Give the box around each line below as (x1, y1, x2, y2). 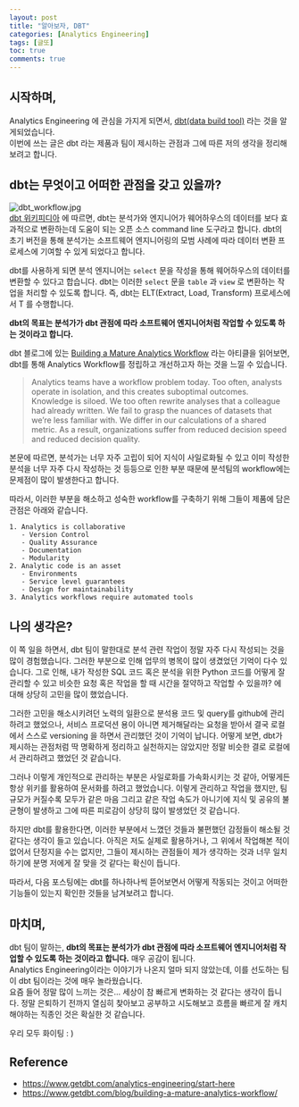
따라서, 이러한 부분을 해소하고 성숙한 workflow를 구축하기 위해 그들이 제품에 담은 (9, 493, 291, 504)
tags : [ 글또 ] (9, 38, 54, 47)
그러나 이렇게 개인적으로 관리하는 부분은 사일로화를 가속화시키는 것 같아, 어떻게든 (9, 772, 291, 783)
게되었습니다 (9, 126, 54, 137)
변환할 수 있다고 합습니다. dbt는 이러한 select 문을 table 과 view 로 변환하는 (9, 276, 276, 287)
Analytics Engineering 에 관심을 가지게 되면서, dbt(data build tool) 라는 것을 (9, 115, 278, 126)
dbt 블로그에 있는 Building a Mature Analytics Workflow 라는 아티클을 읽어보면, (9, 348, 290, 358)
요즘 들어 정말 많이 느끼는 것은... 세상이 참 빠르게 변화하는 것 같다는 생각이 (9, 986, 266, 997)
